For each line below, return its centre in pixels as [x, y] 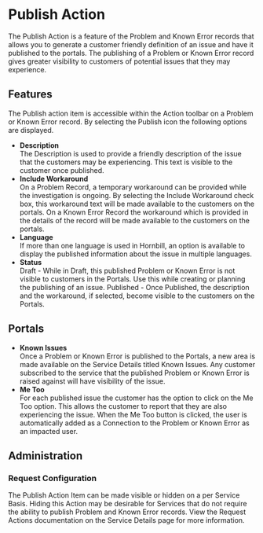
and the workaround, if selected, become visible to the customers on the [137, 296]
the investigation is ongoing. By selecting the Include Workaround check [137, 195]
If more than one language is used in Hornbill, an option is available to [132, 245]
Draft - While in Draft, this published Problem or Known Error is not [127, 270]
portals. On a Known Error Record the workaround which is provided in [134, 212]
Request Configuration [53, 478]
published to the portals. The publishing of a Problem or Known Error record [131, 53]
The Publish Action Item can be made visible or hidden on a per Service [124, 495]
